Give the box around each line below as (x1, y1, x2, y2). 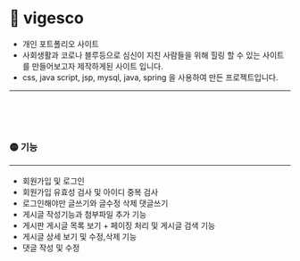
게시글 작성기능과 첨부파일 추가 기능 (21, 208, 147, 219)
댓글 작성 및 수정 (21, 242, 80, 253)
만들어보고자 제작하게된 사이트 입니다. (31, 61, 163, 71)
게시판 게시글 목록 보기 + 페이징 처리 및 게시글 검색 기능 (21, 220, 216, 231)
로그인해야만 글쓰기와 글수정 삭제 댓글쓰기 (21, 198, 169, 208)
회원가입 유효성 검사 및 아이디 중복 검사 (21, 186, 159, 197)
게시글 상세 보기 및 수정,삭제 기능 (21, 231, 137, 241)
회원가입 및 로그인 (21, 175, 85, 186)
